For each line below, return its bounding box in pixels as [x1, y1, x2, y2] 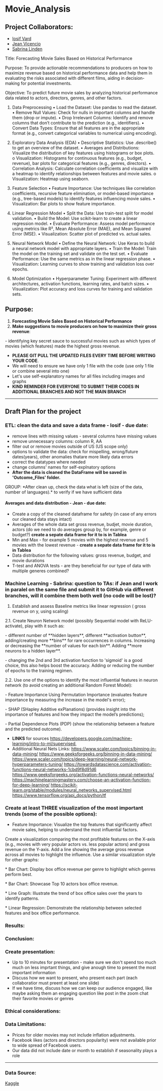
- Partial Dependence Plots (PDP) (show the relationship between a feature [5, 721, 155, 727]
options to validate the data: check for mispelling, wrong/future [12, 449, 138, 455]
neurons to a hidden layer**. [5, 648, 61, 654]
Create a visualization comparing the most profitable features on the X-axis [5, 836, 155, 842]
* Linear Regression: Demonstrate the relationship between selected [5, 905, 142, 911]
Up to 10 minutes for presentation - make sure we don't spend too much [12, 960, 157, 965]
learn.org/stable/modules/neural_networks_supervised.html [12, 787, 132, 793]
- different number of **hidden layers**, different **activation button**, [5, 633, 147, 638]
